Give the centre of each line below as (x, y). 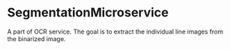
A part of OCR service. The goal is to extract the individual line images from (115, 32)
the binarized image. (36, 38)
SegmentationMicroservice (88, 13)
